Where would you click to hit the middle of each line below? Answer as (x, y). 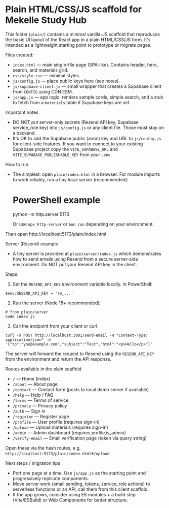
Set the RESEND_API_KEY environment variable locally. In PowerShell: (82, 284)
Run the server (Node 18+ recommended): (57, 303)
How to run (17, 164)
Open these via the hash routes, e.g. (43, 448)
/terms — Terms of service (40, 400)
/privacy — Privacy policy (40, 405)
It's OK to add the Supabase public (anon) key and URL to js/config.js (87, 138)
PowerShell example (56, 200)
